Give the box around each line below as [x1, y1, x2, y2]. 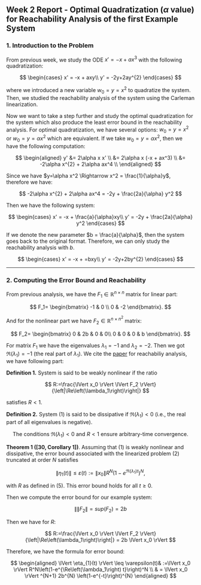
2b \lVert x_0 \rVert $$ [121, 537, 176, 544]
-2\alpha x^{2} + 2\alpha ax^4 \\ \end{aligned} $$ [39, 160, 162, 167]
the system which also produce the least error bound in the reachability [6, 118, 182, 126]
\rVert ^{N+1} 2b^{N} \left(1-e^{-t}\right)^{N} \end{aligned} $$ [25, 572, 176, 580]
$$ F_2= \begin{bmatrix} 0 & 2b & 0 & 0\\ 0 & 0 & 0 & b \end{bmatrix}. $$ [10, 330, 191, 337]
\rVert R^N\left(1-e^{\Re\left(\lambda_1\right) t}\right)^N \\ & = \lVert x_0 [13, 566, 188, 573]
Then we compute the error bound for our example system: [6, 493, 153, 501]
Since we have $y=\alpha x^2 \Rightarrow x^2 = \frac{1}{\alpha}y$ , [6, 172, 171, 179]
